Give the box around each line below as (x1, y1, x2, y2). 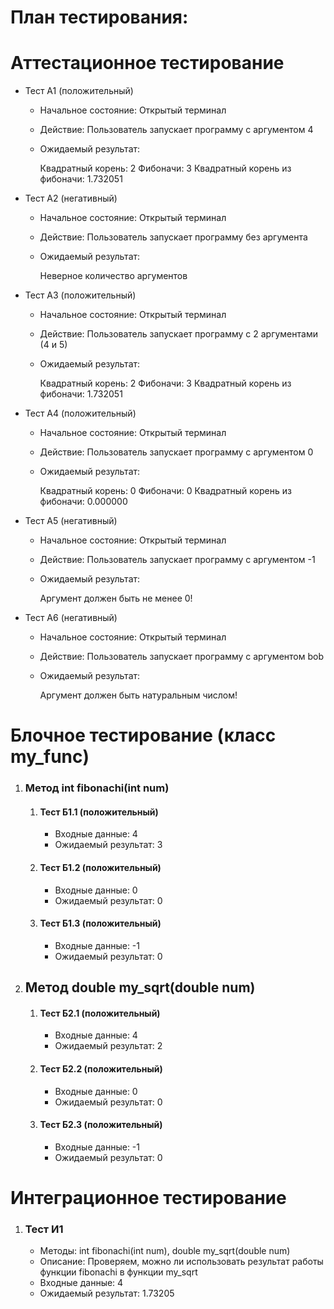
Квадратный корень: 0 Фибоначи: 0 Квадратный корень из (39, 485, 292, 497)
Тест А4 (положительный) (24, 407, 137, 420)
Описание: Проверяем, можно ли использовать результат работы (39, 1256, 324, 1268)
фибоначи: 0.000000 (39, 496, 128, 508)
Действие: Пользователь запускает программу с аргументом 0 (39, 446, 314, 458)
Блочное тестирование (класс (10, 724, 277, 747)
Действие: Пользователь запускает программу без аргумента (39, 231, 308, 243)
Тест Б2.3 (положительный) (39, 1119, 163, 1131)
